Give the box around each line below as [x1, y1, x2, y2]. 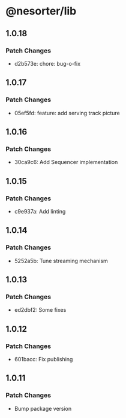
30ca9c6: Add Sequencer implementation [14, 159, 118, 166]
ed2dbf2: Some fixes [14, 306, 67, 314]
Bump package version [14, 405, 72, 412]
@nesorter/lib [5, 4, 77, 18]
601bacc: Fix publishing [14, 356, 73, 363]
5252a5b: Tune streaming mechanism [14, 257, 109, 264]
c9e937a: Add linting [14, 207, 66, 215]
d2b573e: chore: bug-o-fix [14, 60, 81, 67]
